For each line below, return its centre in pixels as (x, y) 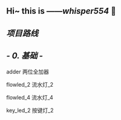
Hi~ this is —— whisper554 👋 (61, 11)
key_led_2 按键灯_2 (30, 110)
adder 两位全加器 (28, 72)
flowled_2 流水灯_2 (30, 84)
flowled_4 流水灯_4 (30, 97)
